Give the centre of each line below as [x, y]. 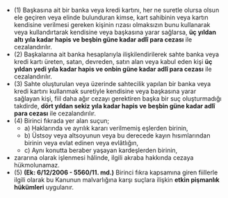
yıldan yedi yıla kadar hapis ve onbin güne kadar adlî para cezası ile [113, 69]
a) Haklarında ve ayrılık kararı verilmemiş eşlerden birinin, [106, 128]
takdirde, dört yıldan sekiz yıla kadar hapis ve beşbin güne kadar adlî [114, 106]
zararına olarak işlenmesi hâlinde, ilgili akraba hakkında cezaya [104, 158]
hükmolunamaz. [37, 165]
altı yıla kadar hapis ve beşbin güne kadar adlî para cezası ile [103, 40]
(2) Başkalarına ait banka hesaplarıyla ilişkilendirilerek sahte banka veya [116, 54]
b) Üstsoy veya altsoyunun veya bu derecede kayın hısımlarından [117, 135]
